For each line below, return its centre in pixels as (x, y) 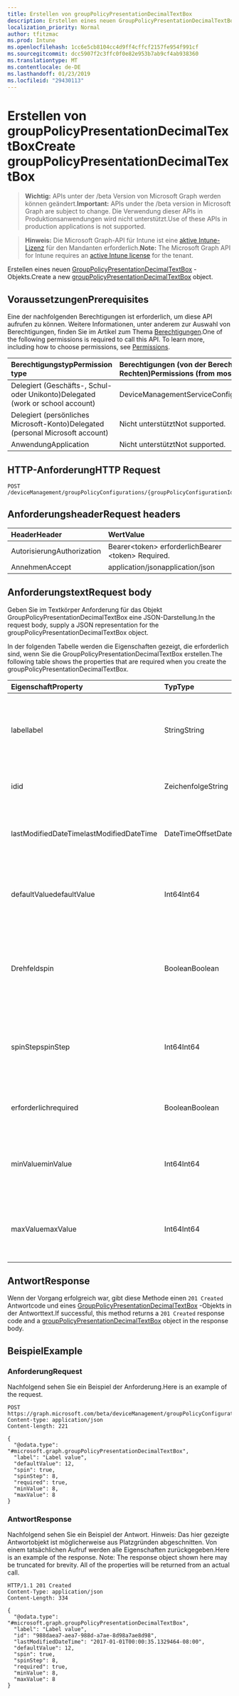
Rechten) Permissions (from (167, 373)
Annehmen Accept (41, 567)
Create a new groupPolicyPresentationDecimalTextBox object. (122, 277)
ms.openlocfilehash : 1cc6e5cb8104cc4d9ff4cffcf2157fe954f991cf (103, 47)
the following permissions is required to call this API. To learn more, (106, 339)
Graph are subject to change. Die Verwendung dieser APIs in (113, 211)
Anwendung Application (50, 445)
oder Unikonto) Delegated (53, 395)
